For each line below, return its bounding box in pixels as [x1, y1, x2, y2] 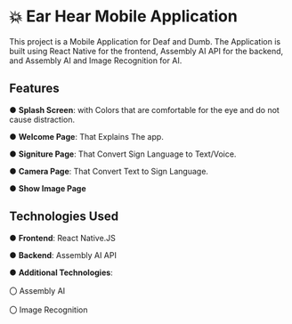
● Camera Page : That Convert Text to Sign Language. [9, 166, 209, 176]
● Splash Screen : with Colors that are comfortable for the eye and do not [9, 104, 280, 115]
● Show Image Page [9, 182, 86, 193]
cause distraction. [9, 114, 76, 125]
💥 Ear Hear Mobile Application [9, 6, 238, 27]
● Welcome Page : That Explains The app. [9, 131, 165, 142]
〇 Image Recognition [9, 304, 88, 315]
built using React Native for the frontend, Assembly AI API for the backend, [9, 45, 284, 56]
